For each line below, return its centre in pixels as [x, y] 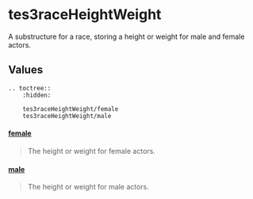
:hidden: [37, 95]
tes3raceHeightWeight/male [67, 116]
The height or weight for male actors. [88, 187]
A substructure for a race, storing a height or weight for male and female [126, 36]
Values [26, 70]
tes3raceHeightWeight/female [71, 109]
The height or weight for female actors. [92, 151]
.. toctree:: [30, 88]
